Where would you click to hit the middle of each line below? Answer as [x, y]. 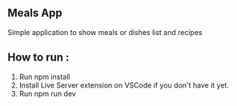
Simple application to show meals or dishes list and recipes [105, 32]
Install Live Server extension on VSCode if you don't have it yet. [124, 85]
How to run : [38, 58]
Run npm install [44, 77]
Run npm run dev [48, 93]
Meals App [35, 13]
